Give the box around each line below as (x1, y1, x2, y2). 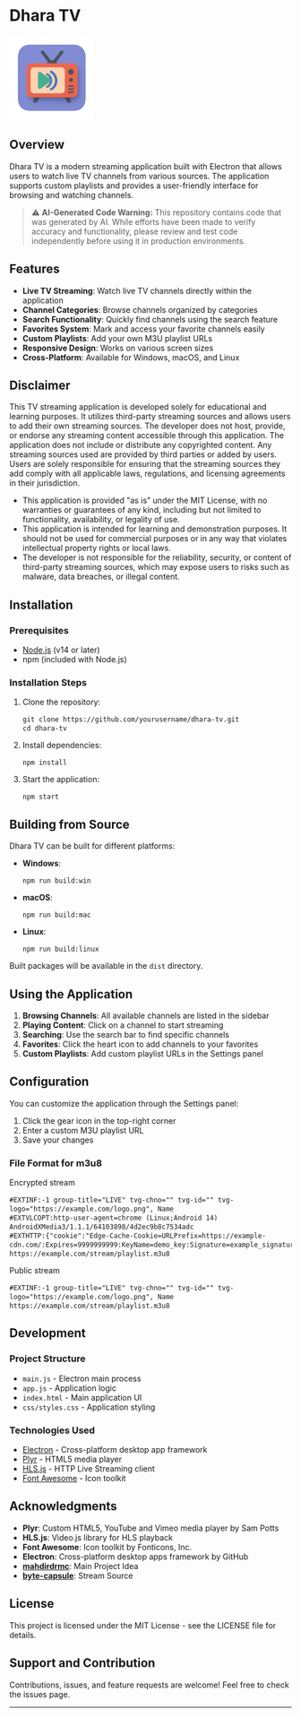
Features (9, 262, 60, 277)
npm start (21, 792, 60, 802)
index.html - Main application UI (21, 1392, 142, 1402)
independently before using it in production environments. (30, 235, 246, 246)
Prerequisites (9, 624, 69, 636)
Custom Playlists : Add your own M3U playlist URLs (21, 332, 213, 343)
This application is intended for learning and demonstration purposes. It (21, 523, 288, 534)
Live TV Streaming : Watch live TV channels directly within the (21, 285, 253, 296)
